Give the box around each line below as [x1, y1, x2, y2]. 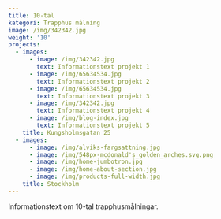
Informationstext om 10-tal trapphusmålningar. [8, 202, 159, 211]
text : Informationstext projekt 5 [36, 121, 150, 129]
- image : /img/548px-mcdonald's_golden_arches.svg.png [28, 150, 214, 158]
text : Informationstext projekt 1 [36, 63, 150, 71]
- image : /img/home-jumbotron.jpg [28, 158, 144, 166]
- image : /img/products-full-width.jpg [28, 173, 160, 181]
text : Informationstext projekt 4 [36, 107, 150, 115]
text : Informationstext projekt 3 [36, 92, 150, 100]
